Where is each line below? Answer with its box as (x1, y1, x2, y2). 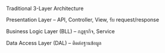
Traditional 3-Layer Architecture (6, 5, 84, 12)
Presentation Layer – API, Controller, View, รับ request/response (6, 16, 159, 23)
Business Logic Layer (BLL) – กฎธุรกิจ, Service (6, 28, 115, 34)
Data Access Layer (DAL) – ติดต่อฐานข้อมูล (6, 40, 102, 46)
